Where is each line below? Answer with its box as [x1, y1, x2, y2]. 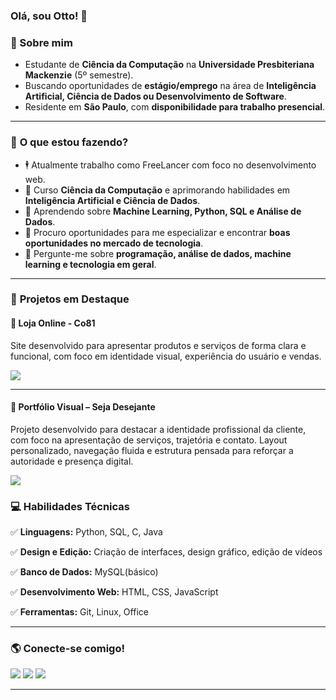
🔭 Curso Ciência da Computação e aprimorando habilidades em [24, 184, 291, 196]
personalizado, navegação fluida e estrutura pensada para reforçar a [10, 444, 294, 456]
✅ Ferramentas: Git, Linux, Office [10, 606, 149, 618]
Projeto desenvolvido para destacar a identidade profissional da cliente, [10, 423, 307, 435]
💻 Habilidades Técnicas [10, 499, 130, 513]
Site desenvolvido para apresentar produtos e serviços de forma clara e [10, 339, 307, 351]
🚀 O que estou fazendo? [10, 135, 129, 149]
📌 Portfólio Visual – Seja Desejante [10, 401, 156, 413]
